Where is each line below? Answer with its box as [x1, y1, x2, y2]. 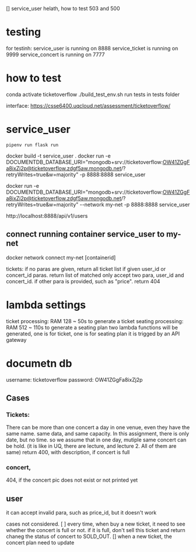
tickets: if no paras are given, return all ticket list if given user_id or [6, 265, 166, 272]
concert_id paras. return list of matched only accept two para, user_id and [6, 272, 184, 279]
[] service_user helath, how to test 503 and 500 [6, 5, 120, 12]
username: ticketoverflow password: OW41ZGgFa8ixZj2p [6, 376, 143, 383]
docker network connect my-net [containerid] [6, 254, 116, 261]
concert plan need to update [6, 539, 75, 546]
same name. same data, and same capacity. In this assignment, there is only [6, 430, 190, 437]
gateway [6, 336, 27, 343]
